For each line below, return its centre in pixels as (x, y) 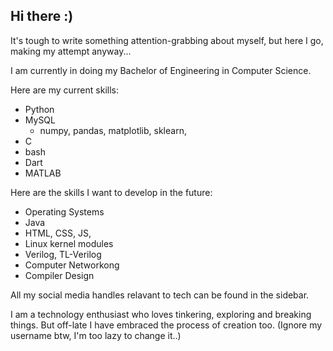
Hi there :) (42, 16)
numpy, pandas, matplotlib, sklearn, (113, 130)
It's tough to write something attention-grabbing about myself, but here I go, (167, 40)
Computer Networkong (72, 265)
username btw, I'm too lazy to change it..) (96, 335)
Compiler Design (59, 275)
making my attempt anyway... (71, 51)
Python (39, 109)
